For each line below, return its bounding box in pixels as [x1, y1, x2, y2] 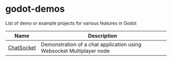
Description [88, 32, 117, 39]
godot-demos [5, 3, 65, 15]
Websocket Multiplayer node [40, 47, 110, 54]
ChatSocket [8, 44, 36, 51]
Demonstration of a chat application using [40, 40, 142, 48]
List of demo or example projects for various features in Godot [5, 20, 137, 26]
